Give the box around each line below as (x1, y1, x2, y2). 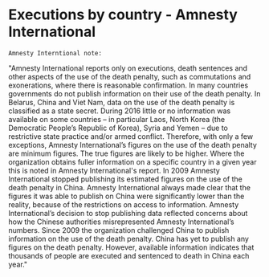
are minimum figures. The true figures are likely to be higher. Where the (8, 149, 245, 158)
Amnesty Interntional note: (8, 49, 103, 57)
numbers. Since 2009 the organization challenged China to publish (8, 225, 230, 234)
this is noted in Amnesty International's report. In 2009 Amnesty (8, 165, 221, 175)
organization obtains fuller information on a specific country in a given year (8, 157, 257, 166)
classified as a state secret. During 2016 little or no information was (8, 106, 231, 116)
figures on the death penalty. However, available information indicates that (8, 242, 255, 252)
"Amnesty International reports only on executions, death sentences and (8, 63, 247, 73)
